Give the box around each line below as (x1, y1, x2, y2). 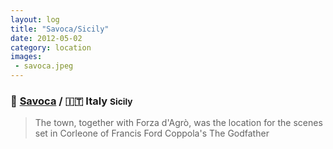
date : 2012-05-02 (10, 33, 83, 43)
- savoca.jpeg (14, 61, 74, 71)
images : (10, 52, 43, 62)
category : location (10, 42, 92, 53)
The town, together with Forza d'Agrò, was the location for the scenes (34, 117, 323, 129)
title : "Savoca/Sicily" (10, 24, 110, 34)
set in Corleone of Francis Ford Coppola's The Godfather (34, 127, 270, 140)
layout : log (10, 14, 60, 25)
